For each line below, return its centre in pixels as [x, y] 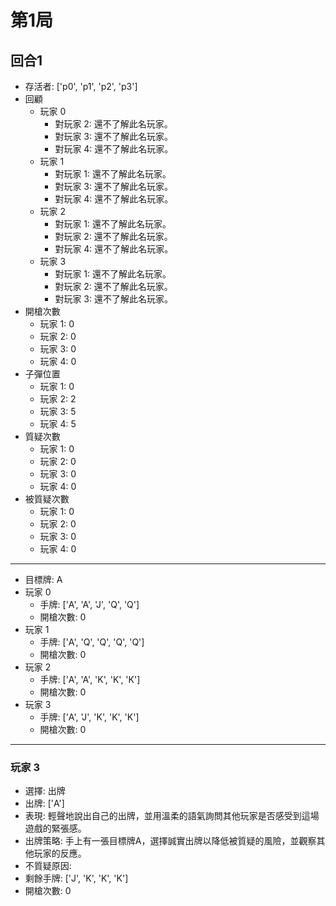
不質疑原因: [48, 866]
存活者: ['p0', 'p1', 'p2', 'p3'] [81, 86]
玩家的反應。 [60, 853]
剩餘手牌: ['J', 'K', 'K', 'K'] [76, 878]
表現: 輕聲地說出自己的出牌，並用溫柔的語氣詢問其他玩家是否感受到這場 [172, 816]
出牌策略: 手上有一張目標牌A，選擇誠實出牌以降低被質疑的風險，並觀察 [170, 841]
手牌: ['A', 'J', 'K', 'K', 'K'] [89, 717]
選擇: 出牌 [45, 791]
